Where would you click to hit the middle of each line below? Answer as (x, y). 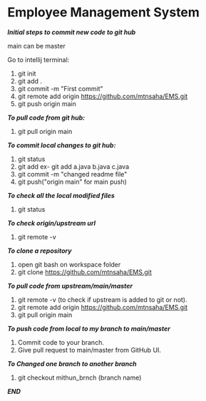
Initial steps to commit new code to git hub (72, 32)
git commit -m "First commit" (60, 88)
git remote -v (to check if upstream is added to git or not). (102, 299)
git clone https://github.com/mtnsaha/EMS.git (84, 272)
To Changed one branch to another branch (72, 363)
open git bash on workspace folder (69, 264)
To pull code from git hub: (46, 118)
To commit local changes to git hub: (62, 145)
